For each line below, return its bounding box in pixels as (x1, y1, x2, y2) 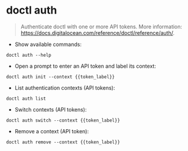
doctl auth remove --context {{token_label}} (6, 139, 120, 145)
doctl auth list (6, 96, 46, 101)
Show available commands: (14, 41, 82, 48)
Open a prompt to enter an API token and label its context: (14, 63, 157, 70)
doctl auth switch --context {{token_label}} (6, 117, 120, 123)
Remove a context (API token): (14, 127, 89, 134)
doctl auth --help (6, 52, 51, 58)
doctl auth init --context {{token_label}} (6, 74, 115, 80)
